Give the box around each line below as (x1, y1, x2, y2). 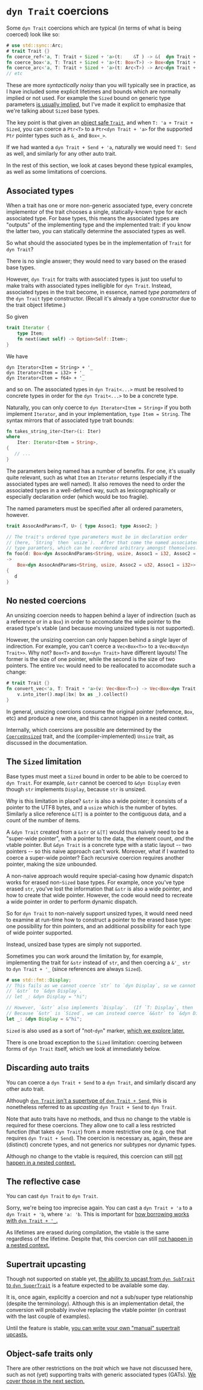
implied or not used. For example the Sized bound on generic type (6, 94, 171, 102)
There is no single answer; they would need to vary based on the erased (6, 257, 187, 265)
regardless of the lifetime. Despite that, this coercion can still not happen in (6, 1235, 193, 1242)
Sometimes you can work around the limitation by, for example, (6, 952, 164, 960)
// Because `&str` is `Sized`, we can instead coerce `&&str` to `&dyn (6, 1010, 190, 1016)
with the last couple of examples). (6, 1313, 91, 1320)
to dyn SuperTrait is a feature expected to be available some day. (6, 1282, 169, 1289)
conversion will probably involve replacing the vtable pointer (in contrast (6, 1306, 186, 1314)
